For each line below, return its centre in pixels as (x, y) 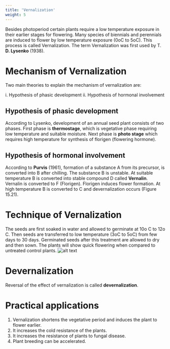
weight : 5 (16, 15)
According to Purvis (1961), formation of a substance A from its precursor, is (85, 167)
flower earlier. (27, 325)
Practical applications (52, 306)
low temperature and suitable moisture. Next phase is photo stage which (81, 134)
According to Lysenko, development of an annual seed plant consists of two (84, 123)
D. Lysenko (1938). (25, 51)
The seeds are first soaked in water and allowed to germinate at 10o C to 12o (85, 229)
